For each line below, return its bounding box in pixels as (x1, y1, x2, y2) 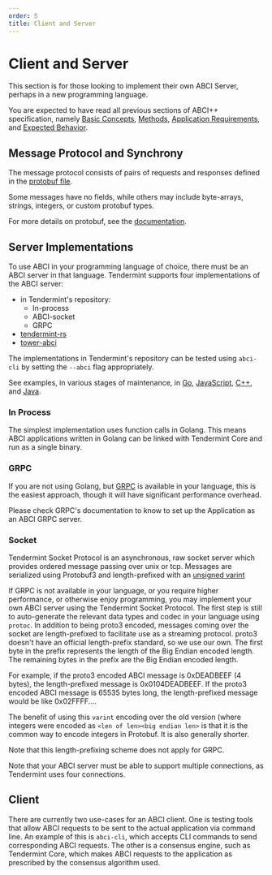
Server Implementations (8, 240, 134, 254)
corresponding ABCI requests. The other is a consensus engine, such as (8, 840, 251, 850)
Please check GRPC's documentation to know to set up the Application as (8, 505, 256, 515)
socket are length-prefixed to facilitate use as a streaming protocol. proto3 (8, 628, 258, 638)
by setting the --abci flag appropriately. (21, 362, 154, 372)
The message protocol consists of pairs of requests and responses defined (8, 168, 260, 178)
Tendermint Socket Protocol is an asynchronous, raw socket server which (8, 553, 256, 562)
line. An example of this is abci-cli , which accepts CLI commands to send (8, 831, 257, 841)
